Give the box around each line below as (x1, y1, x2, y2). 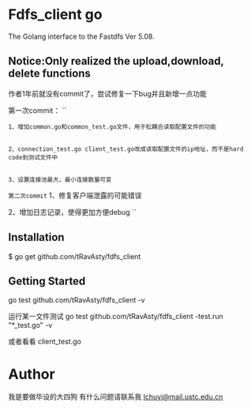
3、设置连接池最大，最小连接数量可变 (8, 175, 112, 183)
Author (8, 365, 55, 383)
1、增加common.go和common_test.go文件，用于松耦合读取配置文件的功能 (8, 122, 217, 131)
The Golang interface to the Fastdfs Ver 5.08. (8, 32, 155, 41)
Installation (8, 231, 65, 244)
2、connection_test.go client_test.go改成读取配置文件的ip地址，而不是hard (8, 144, 244, 153)
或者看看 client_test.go (8, 337, 81, 347)
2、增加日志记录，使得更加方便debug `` (8, 207, 137, 216)
